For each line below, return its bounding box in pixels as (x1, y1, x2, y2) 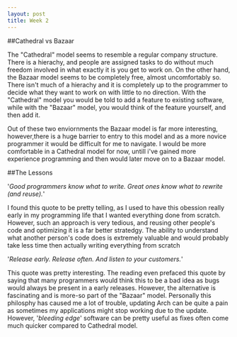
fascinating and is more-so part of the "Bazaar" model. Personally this (7, 291, 212, 299)
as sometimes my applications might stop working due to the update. (7, 306, 209, 314)
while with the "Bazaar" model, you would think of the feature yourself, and (7, 103, 226, 111)
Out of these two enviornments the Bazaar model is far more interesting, (7, 124, 218, 133)
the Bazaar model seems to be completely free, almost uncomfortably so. (7, 72, 221, 82)
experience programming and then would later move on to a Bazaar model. (7, 154, 226, 163)
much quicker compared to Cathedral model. (7, 321, 138, 330)
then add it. (7, 111, 41, 119)
